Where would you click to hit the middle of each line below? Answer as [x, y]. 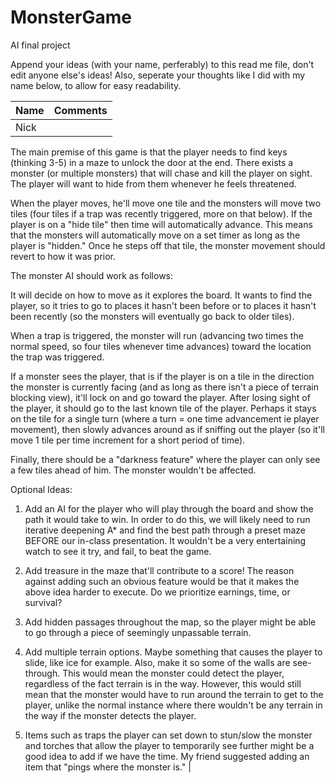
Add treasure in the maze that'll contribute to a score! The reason [159, 570]
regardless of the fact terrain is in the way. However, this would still [163, 683]
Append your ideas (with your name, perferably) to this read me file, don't [162, 64]
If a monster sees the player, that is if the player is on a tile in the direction [162, 376]
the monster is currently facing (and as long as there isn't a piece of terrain [164, 387]
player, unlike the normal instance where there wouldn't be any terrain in [173, 705]
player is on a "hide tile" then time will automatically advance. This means [161, 224]
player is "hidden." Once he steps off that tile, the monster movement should [168, 245]
